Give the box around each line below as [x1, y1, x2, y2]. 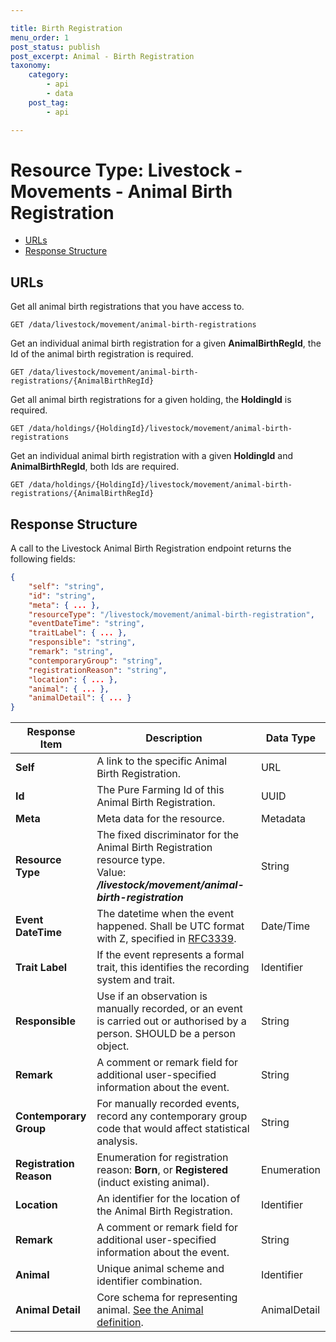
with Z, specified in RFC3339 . [96, 932, 237, 946]
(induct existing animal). [96, 1176, 210, 1190]
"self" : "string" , [28, 581, 105, 591]
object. [96, 1039, 130, 1053]
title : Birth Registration [10, 23, 123, 33]
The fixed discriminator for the [96, 828, 240, 842]
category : [28, 70, 70, 80]
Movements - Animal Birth [10, 180, 233, 203]
